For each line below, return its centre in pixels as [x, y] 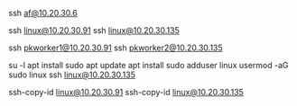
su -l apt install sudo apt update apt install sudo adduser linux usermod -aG [148, 65]
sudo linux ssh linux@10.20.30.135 [72, 75]
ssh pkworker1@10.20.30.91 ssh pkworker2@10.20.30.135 [116, 48]
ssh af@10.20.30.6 [43, 13]
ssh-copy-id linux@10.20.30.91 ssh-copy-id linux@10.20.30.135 [126, 92]
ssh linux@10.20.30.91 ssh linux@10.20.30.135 [94, 30]
